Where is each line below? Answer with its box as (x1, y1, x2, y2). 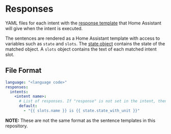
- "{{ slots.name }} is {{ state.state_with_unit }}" (23, 108, 140, 113)
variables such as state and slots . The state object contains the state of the (5, 40, 165, 46)
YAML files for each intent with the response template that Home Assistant (5, 20, 162, 26)
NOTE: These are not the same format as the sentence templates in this (5, 117, 156, 123)
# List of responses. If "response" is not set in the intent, (18, 99, 156, 104)
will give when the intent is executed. (5, 25, 83, 31)
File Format (5, 66, 42, 75)
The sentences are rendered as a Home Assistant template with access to (5, 35, 160, 41)
